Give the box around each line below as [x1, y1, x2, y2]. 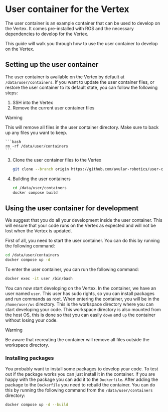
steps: [5, 89, 18, 96]
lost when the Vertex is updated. [5, 228, 72, 234]
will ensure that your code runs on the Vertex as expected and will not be [5, 222, 156, 229]
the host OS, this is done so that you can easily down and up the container [5, 312, 156, 318]
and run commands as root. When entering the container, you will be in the [5, 296, 159, 302]
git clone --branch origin [12, 167, 69, 172]
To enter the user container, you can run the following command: [5, 266, 139, 272]
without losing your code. [5, 317, 58, 323]
